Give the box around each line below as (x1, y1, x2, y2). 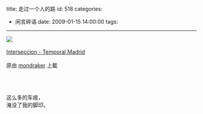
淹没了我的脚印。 (6, 101, 49, 109)
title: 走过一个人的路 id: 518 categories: (6, 5, 103, 12)
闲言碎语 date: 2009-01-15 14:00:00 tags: (14, 18, 118, 25)
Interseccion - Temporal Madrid (6, 48, 86, 55)
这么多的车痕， (6, 94, 43, 101)
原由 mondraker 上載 (6, 62, 58, 69)
